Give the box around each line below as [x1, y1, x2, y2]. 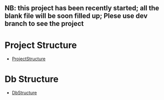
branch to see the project [4, 19, 84, 28]
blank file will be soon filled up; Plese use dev [4, 12, 148, 20]
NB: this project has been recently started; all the [4, 4, 160, 12]
